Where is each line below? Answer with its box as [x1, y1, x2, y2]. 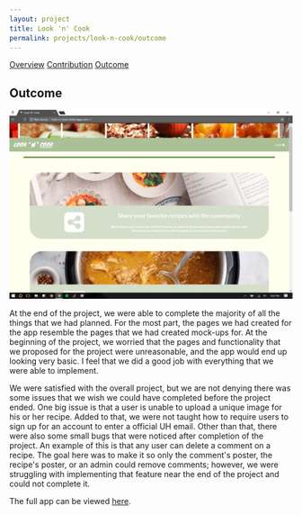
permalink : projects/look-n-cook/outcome [9, 33, 167, 42]
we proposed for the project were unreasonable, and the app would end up [9, 346, 288, 357]
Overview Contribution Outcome [9, 59, 129, 70]
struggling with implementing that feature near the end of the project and [9, 468, 280, 479]
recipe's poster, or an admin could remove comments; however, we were [9, 459, 279, 470]
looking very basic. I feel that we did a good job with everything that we [9, 356, 274, 366]
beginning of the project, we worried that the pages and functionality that [9, 336, 281, 347]
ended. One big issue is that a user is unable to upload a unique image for [9, 402, 283, 412]
